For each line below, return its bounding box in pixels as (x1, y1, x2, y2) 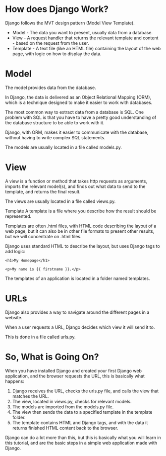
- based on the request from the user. (12, 40, 89, 46)
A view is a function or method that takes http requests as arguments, (5, 178, 148, 184)
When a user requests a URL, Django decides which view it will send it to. (5, 324, 155, 330)
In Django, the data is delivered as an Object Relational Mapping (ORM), (5, 94, 152, 100)
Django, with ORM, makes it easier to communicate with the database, (5, 129, 149, 135)
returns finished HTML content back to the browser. (12, 425, 118, 431)
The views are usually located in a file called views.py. (5, 198, 116, 204)
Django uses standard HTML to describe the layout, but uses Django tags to (5, 243, 160, 249)
